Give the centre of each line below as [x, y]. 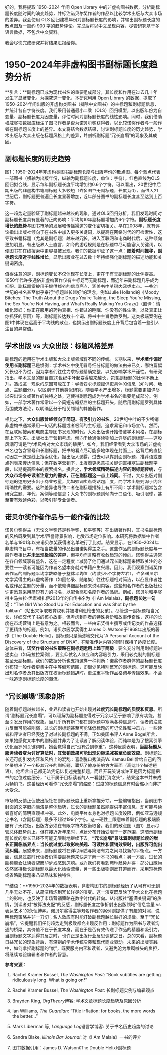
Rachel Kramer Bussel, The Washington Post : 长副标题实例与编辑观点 [83, 990]
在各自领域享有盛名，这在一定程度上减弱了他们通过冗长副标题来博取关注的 [81, 561]
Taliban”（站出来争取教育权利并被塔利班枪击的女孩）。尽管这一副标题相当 [80, 611]
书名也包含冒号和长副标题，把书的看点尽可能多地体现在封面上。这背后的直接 [83, 450]
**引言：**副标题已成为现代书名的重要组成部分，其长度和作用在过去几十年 [82, 92]
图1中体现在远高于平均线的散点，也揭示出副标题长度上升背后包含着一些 [78, 322]
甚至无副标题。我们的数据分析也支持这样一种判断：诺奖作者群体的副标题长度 [83, 661]
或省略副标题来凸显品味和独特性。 [40, 875]
